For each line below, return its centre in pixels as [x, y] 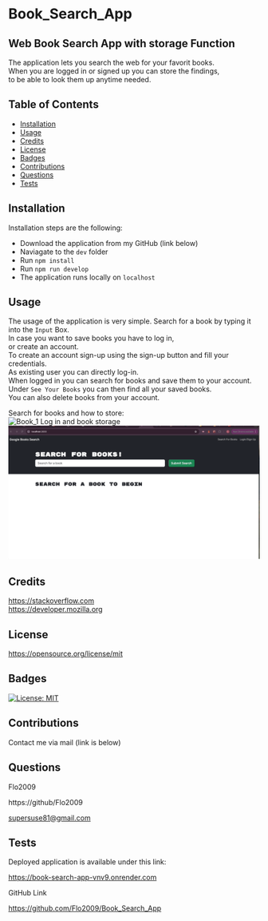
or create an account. [43, 347]
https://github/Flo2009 [46, 802]
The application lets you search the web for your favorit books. [112, 62]
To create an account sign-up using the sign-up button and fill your [118, 355]
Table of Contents [54, 105]
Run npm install [47, 260]
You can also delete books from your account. [84, 398]
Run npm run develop [54, 268]
